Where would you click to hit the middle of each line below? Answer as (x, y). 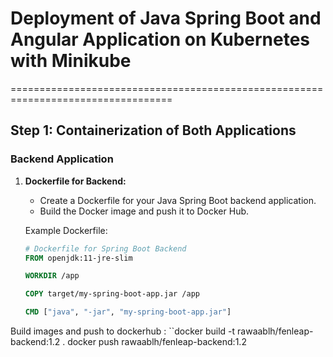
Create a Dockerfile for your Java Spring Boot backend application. (178, 200)
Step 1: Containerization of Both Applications (153, 130)
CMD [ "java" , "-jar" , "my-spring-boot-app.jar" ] (128, 312)
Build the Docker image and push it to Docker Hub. (144, 211)
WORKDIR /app (52, 276)
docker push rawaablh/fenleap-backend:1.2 (157, 341)
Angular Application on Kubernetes (160, 39)
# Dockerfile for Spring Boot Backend (105, 248)
